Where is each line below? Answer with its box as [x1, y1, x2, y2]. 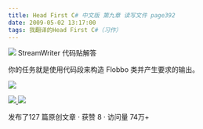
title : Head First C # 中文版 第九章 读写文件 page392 [8, 11, 176, 20]
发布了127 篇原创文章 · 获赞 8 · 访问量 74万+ [8, 113, 150, 122]
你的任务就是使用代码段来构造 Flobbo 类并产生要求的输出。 [8, 65, 200, 74]
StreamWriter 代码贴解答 [17, 48, 97, 58]
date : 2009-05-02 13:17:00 [8, 19, 96, 27]
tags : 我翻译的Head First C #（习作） [8, 26, 122, 34]
